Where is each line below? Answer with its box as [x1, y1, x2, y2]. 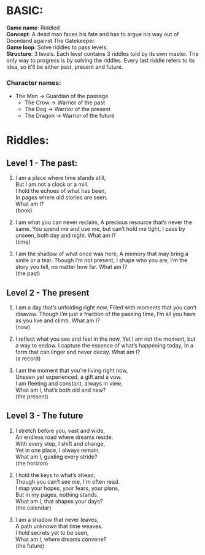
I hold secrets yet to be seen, [15, 529, 89, 536]
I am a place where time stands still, [15, 174, 106, 182]
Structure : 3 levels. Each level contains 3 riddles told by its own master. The [6, 50, 199, 57]
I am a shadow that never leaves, [15, 516, 99, 523]
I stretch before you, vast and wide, [15, 427, 106, 434]
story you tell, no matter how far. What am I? [15, 263, 128, 271]
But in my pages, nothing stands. [15, 491, 99, 498]
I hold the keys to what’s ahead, [15, 471, 96, 479]
